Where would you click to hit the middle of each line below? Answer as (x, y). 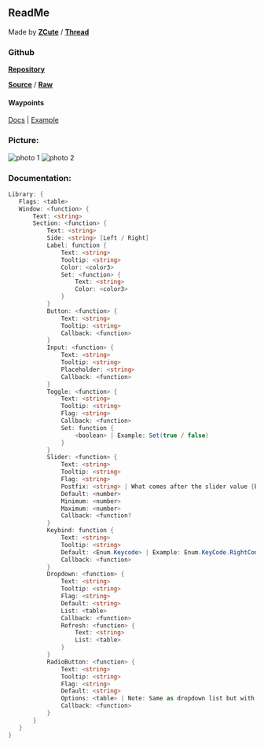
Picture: (24, 141)
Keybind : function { (80, 531)
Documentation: (40, 178)
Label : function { (77, 246)
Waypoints (26, 102)
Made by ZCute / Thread (49, 31)
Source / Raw (31, 85)
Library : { (26, 194)
